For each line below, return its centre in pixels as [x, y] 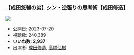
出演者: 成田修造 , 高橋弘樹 [39, 48]
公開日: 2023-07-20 [33, 29]
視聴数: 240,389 [29, 35]
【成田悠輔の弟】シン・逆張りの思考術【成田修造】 [67, 7]
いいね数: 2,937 [29, 41]
